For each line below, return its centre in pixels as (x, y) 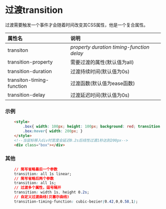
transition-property (30, 62)
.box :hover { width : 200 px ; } (53, 131)
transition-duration (30, 71)
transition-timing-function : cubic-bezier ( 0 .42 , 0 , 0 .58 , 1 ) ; (76, 202)
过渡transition (34, 10)
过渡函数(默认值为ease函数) (103, 83)
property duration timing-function (110, 47)
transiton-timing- (28, 80)
